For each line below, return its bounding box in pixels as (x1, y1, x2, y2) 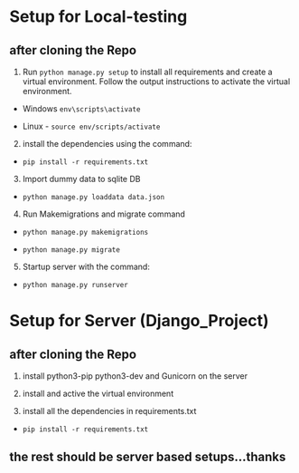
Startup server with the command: (22, 261, 151, 272)
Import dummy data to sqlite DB (22, 174, 141, 184)
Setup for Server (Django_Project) (9, 311, 269, 332)
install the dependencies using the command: (22, 139, 192, 149)
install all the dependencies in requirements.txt (22, 406, 197, 416)
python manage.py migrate (22, 246, 120, 255)
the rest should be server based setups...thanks (9, 449, 286, 465)
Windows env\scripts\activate (22, 103, 141, 114)
